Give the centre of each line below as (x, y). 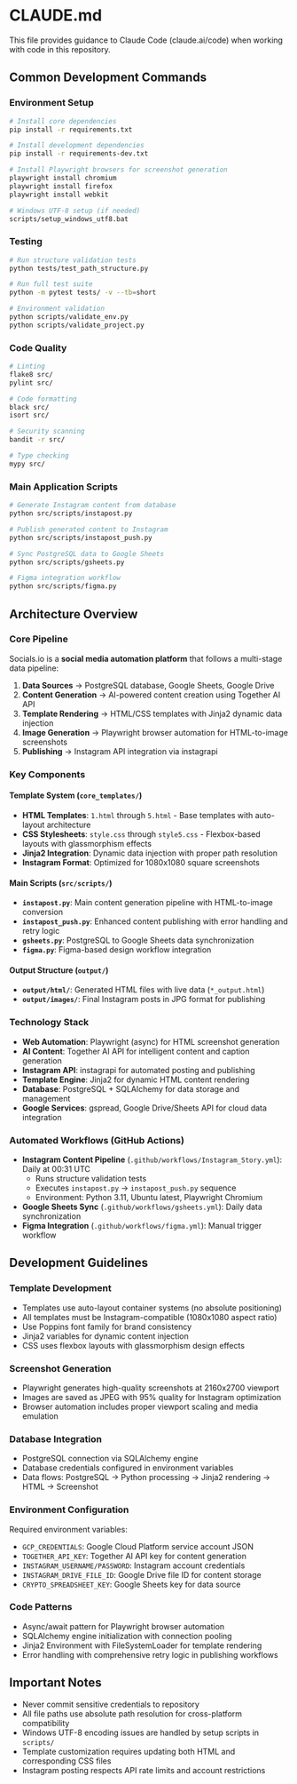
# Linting (27, 366)
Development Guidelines (79, 1263)
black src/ (29, 407)
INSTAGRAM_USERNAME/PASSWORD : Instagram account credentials (133, 1565)
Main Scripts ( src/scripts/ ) (61, 883)
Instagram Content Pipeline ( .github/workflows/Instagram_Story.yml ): (152, 1159)
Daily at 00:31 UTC (56, 1168)
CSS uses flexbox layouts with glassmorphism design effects (133, 1345)
